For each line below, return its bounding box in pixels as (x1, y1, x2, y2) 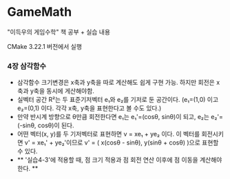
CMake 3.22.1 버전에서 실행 (7, 42, 83, 50)
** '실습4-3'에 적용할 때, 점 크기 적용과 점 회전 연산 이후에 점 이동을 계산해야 (17, 156, 222, 164)
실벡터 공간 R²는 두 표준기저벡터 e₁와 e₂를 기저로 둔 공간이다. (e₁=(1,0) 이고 (17, 96, 219, 104)
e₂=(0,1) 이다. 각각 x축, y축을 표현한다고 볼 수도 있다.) (17, 104, 162, 112)
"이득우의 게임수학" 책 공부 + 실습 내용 (7, 28, 111, 36)
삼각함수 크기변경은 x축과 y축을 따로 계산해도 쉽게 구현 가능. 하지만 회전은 (17, 78, 215, 87)
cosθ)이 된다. (37, 121, 74, 129)
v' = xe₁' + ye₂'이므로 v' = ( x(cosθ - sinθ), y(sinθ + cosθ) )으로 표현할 (24, 138, 219, 147)
